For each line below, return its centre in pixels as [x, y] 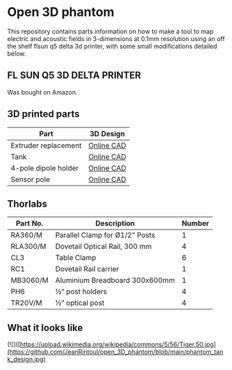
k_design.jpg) [27, 360]
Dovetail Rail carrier [87, 269]
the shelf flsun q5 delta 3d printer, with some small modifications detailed [112, 46]
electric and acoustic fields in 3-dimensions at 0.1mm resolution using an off [116, 38]
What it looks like [45, 328]
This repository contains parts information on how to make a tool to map [110, 31]
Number [196, 223]
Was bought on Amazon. [42, 92]
